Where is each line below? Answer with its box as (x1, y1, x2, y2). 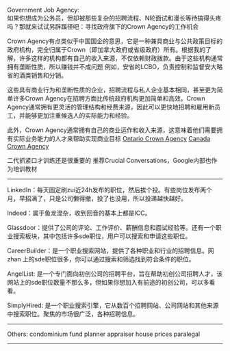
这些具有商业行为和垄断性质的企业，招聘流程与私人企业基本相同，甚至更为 (7, 86, 217, 94)
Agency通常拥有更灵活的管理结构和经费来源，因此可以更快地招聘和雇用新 (7, 103, 215, 111)
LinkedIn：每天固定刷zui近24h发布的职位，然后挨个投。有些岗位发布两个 (7, 186, 212, 194)
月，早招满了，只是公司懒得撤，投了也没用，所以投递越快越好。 (7, 194, 187, 203)
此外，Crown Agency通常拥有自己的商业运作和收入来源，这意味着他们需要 (7, 126, 217, 134)
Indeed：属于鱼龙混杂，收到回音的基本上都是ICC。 (7, 209, 151, 217)
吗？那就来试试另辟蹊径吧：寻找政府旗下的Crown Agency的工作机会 (7, 23, 199, 30)
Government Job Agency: (7, 6, 80, 14)
